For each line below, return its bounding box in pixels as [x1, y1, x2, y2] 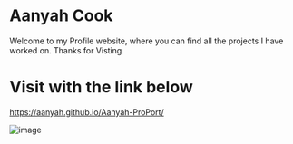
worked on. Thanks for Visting [9, 44, 122, 55]
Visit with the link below [9, 77, 193, 98]
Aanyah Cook [9, 5, 113, 26]
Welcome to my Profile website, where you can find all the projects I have [9, 35, 284, 46]
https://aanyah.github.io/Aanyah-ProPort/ [9, 106, 165, 118]
